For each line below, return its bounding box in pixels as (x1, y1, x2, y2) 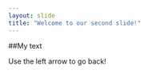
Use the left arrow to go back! (8, 56, 106, 66)
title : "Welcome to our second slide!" (8, 19, 142, 27)
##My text (8, 41, 42, 50)
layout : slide (8, 11, 56, 20)
